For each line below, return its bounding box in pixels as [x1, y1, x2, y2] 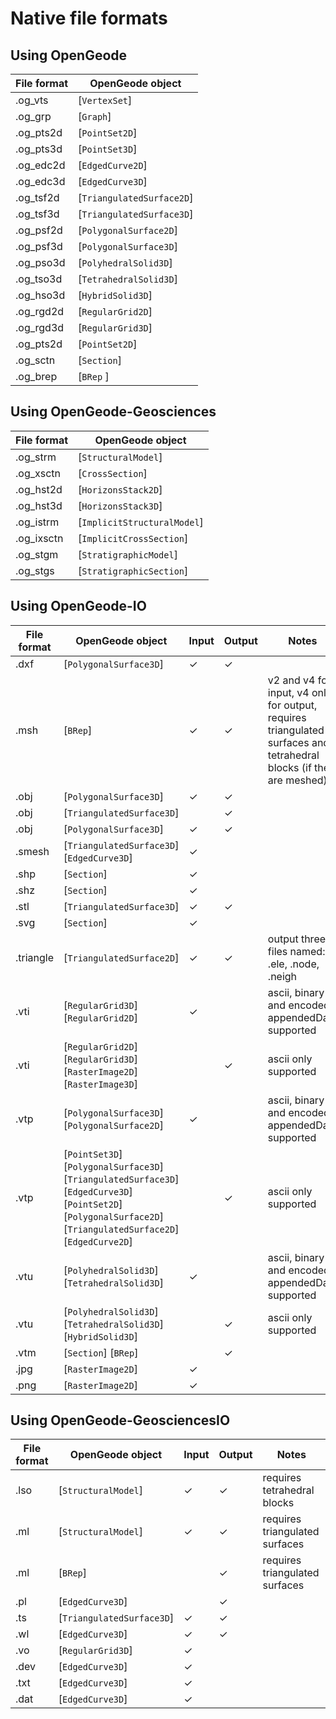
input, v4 [267, 685, 310, 699]
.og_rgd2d [15, 305, 65, 318]
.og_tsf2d [15, 191, 60, 204]
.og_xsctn [15, 466, 62, 480]
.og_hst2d [15, 482, 63, 496]
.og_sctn [15, 353, 56, 367]
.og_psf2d [15, 223, 63, 237]
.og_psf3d [15, 240, 63, 253]
